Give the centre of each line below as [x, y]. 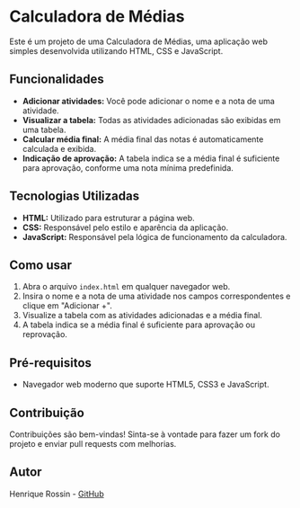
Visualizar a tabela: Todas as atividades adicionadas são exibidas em [151, 120]
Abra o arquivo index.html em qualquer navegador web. [126, 287]
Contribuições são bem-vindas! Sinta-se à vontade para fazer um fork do [145, 434]
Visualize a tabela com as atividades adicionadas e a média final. [142, 316]
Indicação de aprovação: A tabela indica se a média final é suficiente [151, 158]
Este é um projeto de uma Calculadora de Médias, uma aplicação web [138, 41]
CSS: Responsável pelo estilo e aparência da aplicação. [125, 227]
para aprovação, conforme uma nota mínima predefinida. [128, 167]
